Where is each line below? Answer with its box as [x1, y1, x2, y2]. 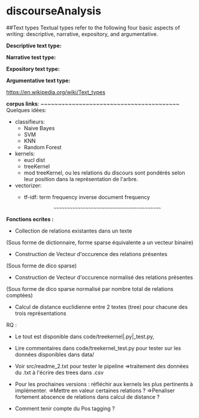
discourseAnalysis [6, 4, 102, 18]
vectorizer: [14, 182, 42, 189]
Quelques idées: [6, 106, 47, 113]
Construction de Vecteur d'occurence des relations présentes [14, 250, 168, 257]
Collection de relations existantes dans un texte [14, 227, 132, 234]
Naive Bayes [23, 124, 55, 131]
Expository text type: [6, 65, 60, 73]
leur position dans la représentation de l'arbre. [23, 175, 138, 182]
